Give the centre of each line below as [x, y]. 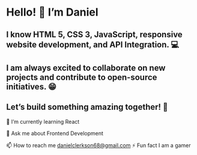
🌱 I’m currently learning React [43, 121]
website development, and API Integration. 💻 [92, 44]
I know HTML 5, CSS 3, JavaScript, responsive [95, 35]
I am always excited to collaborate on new [86, 68]
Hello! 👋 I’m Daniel [52, 12]
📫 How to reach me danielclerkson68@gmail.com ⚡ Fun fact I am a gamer [98, 145]
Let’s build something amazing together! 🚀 [87, 107]
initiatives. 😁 [32, 87]
